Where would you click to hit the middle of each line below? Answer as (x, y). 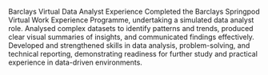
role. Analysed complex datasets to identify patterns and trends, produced (131, 28)
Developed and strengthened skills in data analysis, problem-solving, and (129, 45)
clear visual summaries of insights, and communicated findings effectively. (131, 37)
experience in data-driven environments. (75, 62)
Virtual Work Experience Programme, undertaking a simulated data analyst (131, 20)
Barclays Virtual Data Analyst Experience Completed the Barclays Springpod (134, 12)
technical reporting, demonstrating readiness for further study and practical (133, 54)
